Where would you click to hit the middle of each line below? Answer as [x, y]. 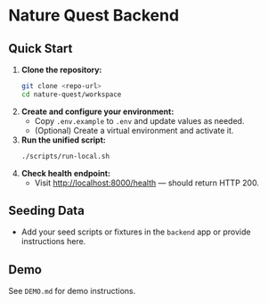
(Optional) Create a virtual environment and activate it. [134, 130]
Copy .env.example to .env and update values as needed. [139, 120]
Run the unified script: [63, 140]
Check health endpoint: [65, 173]
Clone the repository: [61, 70]
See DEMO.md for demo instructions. [72, 291]
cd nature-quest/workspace [71, 94]
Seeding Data [47, 211]
